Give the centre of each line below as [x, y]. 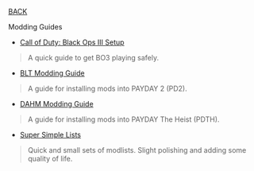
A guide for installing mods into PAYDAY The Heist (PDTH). [123, 119]
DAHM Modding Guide [56, 104]
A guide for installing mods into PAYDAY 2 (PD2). [108, 88]
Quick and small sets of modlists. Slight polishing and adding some [137, 150]
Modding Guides [35, 27]
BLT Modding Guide [52, 73]
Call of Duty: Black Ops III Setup [72, 42]
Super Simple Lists [50, 135]
